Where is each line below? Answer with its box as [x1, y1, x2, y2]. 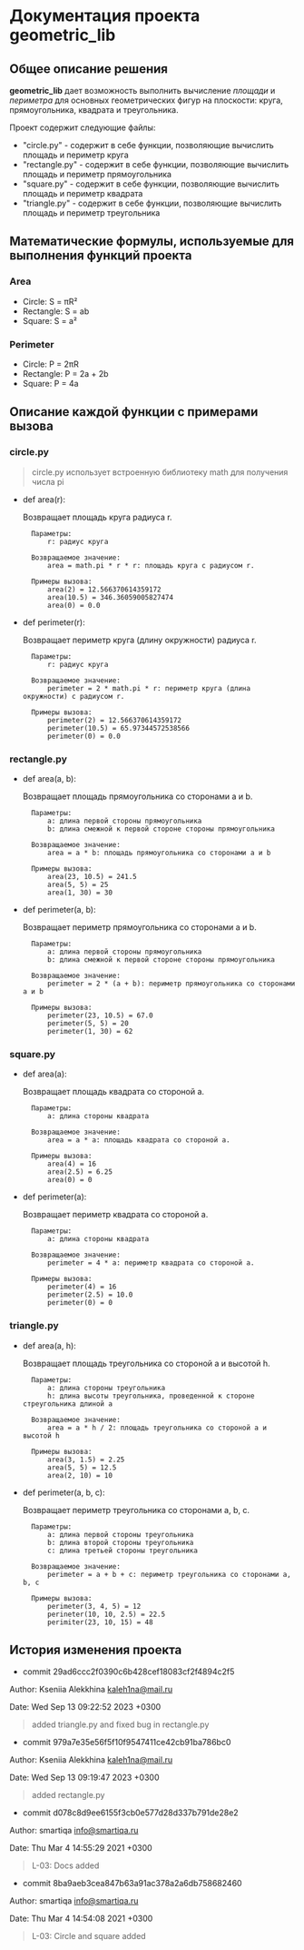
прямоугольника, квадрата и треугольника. [9, 105, 179, 115]
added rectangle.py [31, 1790, 105, 1801]
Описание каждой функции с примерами [9, 404, 259, 419]
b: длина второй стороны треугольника [46, 1538, 194, 1547]
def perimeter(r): [22, 616, 86, 628]
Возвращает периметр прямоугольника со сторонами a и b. [22, 921, 257, 933]
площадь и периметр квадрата [22, 188, 143, 198]
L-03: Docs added [31, 1860, 100, 1871]
